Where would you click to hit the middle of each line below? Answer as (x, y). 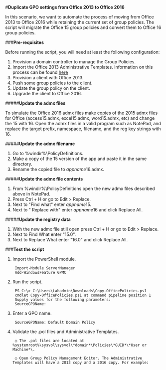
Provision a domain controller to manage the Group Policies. (74, 62)
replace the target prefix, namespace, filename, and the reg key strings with (83, 129)
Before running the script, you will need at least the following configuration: (83, 52)
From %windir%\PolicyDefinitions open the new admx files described (84, 188)
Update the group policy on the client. (51, 88)
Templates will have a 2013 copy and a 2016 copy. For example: (81, 363)
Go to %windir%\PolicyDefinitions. (48, 153)
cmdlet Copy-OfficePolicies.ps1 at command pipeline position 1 (83, 295)
